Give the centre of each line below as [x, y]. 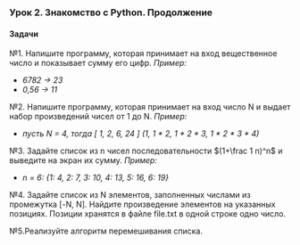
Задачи [24, 34]
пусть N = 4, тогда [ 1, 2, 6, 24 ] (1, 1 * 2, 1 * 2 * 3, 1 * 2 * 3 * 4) [141, 134]
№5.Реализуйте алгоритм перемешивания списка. [106, 231]
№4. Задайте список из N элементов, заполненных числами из [130, 195]
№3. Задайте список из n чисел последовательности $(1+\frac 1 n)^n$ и [146, 151]
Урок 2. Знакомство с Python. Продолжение [111, 12]
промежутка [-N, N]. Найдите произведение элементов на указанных [142, 204]
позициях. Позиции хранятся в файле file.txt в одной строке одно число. [148, 214]
